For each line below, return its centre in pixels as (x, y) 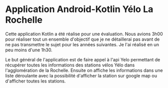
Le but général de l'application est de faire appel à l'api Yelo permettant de (83, 59)
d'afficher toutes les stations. (36, 81)
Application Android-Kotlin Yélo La (79, 9)
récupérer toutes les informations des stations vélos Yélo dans (70, 65)
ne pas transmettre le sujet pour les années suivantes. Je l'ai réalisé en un (82, 44)
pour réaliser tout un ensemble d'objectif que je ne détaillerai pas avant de (82, 39)
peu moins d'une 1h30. (29, 50)
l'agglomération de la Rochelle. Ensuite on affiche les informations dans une (84, 70)
